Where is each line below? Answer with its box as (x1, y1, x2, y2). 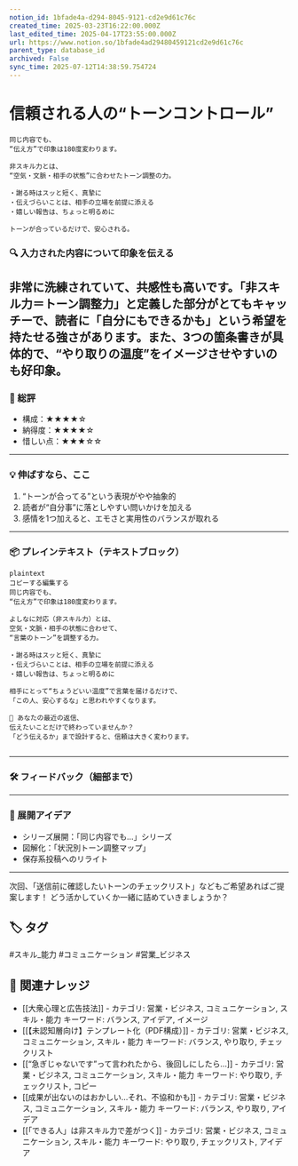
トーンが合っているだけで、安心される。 (9, 224, 135, 234)
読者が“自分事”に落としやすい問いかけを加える (21, 501, 192, 512)
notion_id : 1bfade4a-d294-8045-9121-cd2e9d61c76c (9, 12, 197, 22)
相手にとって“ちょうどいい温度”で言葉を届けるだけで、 (9, 687, 182, 696)
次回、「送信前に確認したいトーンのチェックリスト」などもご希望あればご (9, 881, 278, 891)
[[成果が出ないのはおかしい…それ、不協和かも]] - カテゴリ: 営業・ (21, 1092, 263, 1103)
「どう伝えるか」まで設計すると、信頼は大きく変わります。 (9, 732, 193, 742)
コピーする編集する (9, 579, 69, 587)
